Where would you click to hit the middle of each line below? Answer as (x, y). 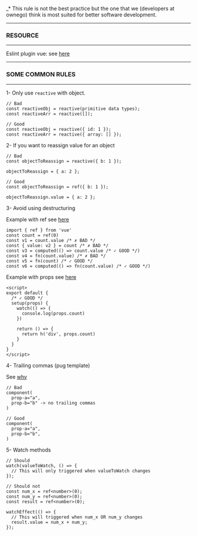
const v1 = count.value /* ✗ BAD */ (51, 240)
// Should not (23, 486)
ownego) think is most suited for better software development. (81, 15)
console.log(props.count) (53, 313)
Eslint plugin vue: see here (38, 54)
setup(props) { (30, 303)
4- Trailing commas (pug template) (48, 365)
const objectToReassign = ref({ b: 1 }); (57, 187)
